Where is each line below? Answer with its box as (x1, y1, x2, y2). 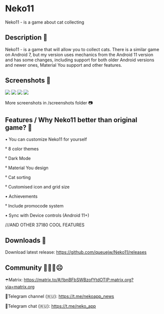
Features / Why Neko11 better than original (5, 116, 137, 124)
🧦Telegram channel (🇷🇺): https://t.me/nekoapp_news (5, 293, 114, 299)
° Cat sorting (5, 175, 31, 181)
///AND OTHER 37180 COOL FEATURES (5, 222, 85, 228)
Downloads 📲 (5, 236, 47, 244)
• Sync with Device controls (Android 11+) (5, 212, 89, 218)
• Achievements (5, 193, 38, 199)
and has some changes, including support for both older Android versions (5, 57, 155, 63)
